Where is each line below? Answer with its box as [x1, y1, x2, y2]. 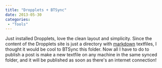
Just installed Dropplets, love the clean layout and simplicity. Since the [5, 36, 152, 42]
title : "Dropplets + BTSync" [5, 7, 67, 13]
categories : [5, 17, 30, 22]
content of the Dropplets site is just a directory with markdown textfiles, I [5, 41, 157, 47]
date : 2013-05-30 [5, 12, 42, 17]
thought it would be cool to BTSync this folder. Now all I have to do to [5, 46, 149, 52]
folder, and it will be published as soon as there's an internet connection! [5, 57, 157, 63]
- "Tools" [7, 21, 28, 27]
